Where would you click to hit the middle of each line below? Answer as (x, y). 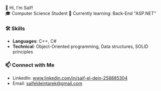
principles (23, 52)
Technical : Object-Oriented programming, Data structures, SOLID (80, 46)
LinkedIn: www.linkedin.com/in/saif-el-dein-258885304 (70, 78)
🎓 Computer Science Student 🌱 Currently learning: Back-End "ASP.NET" (81, 13)
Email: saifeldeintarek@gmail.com (47, 83)
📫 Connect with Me (30, 65)
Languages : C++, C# (34, 41)
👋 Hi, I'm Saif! (19, 8)
